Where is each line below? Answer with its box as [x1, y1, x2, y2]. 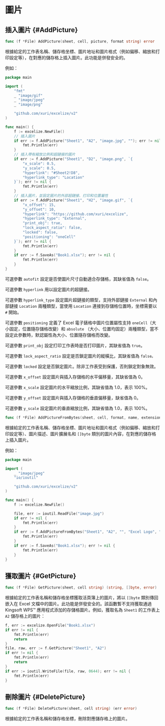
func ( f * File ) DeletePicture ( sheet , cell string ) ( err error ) [5, 706, 137, 711]
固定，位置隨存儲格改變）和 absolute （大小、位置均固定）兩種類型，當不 [9, 326, 159, 331]
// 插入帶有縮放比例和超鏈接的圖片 [14, 152, 76, 157]
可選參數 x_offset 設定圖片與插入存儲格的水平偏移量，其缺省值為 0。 [5, 374, 145, 380]
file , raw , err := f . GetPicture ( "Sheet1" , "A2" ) [5, 646, 107, 651]
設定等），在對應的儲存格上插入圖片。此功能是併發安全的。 [9, 55, 128, 61]
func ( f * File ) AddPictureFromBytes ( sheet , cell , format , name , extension [5, 415, 162, 420]
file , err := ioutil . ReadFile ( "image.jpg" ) [14, 511, 105, 516]
